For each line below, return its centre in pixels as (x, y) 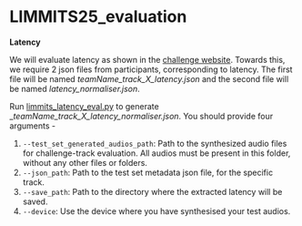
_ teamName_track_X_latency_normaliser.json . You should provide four (141, 116)
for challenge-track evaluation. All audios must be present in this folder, (156, 153)
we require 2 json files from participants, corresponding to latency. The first (151, 69)
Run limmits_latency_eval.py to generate (84, 106)
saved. (35, 201)
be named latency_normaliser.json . (75, 88)
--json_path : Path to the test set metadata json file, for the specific (148, 172)
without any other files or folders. (85, 162)
